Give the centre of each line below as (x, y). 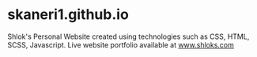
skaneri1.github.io (68, 15)
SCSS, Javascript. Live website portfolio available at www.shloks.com (121, 44)
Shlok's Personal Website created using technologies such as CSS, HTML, (128, 36)
